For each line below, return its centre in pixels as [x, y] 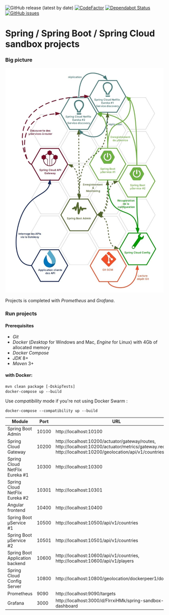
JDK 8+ [20, 358]
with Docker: [19, 375]
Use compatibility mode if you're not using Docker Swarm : [66, 401]
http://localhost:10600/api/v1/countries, [97, 555]
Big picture [19, 60]
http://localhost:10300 [79, 467]
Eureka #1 [18, 475]
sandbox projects [43, 44]
